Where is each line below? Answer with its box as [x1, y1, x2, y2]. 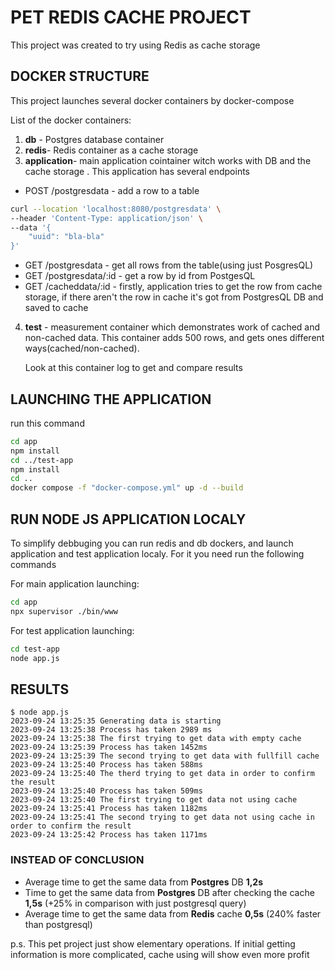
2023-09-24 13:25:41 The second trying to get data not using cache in [10, 812, 315, 823]
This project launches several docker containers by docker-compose [10, 94, 295, 106]
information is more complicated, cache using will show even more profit [10, 948, 310, 960]
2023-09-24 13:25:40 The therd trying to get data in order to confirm [10, 769, 315, 779]
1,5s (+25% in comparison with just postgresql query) [24, 897, 247, 909]
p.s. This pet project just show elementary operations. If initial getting [10, 937, 296, 950]
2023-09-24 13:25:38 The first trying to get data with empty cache [10, 734, 302, 744]
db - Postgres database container [24, 133, 165, 145]
